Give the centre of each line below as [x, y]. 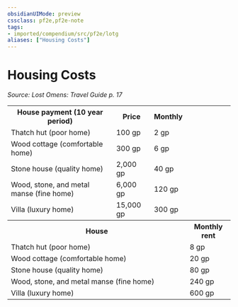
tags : [15, 27]
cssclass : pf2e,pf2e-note [45, 21]
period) [60, 121]
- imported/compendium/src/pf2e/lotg [63, 34]
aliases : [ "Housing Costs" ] [49, 40]
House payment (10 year [60, 112]
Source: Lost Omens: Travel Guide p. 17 [65, 95]
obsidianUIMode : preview [44, 14]
